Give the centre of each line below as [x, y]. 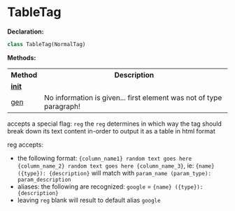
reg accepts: [26, 145]
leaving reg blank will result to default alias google [89, 200]
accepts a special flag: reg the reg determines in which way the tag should [115, 124]
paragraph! [62, 106]
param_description [44, 180]
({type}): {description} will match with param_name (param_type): [114, 173]
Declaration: [26, 31]
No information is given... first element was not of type [133, 97]
